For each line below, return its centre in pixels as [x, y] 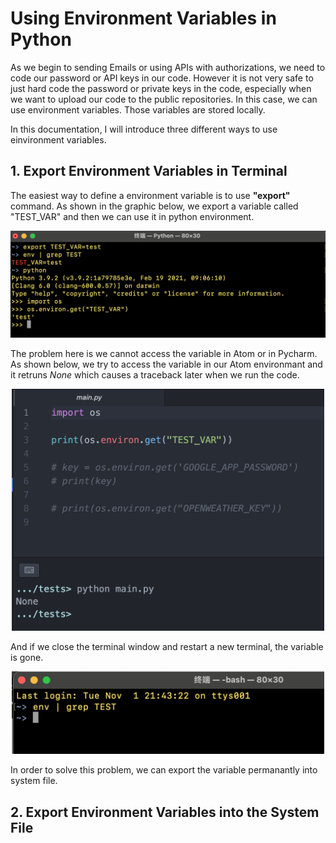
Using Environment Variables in [143, 18]
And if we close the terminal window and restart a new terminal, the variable [167, 647]
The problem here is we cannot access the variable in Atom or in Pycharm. [164, 354]
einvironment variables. [58, 139]
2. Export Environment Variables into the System [165, 812]
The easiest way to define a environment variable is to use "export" [150, 195]
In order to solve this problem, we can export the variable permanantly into [164, 770]
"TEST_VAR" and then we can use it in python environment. [132, 216]
